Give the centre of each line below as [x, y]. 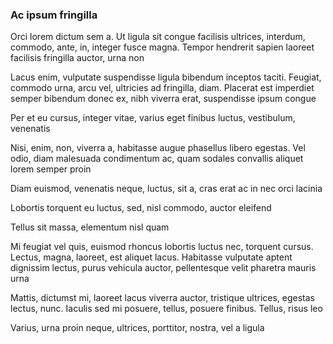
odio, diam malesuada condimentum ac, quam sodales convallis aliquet [157, 159]
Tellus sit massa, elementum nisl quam [90, 227]
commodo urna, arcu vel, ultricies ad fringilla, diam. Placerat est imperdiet [162, 88]
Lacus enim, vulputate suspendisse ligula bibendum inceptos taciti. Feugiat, [166, 77]
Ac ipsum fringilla [54, 15]
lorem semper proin [51, 169]
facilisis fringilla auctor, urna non [77, 58]
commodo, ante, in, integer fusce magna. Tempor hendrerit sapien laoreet [162, 47]
